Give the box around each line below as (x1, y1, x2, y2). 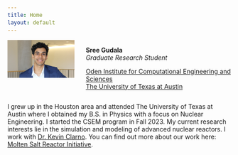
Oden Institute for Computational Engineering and (85, 67, 231, 75)
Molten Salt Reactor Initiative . (7, 139, 94, 149)
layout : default (7, 18, 55, 26)
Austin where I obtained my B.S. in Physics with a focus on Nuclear (7, 109, 204, 118)
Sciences (85, 75, 113, 83)
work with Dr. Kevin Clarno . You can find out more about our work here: (7, 132, 217, 141)
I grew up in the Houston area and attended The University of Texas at (7, 102, 213, 110)
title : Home (7, 11, 43, 18)
